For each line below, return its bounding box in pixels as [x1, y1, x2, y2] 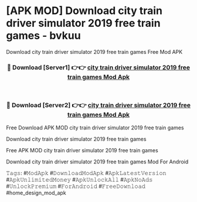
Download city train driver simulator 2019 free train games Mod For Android [6, 158, 189, 165]
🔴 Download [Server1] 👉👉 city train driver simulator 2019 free [6, 63, 191, 71]
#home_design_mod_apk [6, 189, 66, 196]
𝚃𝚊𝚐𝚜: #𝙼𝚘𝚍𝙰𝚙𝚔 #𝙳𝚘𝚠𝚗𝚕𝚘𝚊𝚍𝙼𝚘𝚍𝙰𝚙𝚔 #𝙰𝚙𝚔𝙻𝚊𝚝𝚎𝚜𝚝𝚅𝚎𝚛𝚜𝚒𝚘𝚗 [6, 169, 167, 176]
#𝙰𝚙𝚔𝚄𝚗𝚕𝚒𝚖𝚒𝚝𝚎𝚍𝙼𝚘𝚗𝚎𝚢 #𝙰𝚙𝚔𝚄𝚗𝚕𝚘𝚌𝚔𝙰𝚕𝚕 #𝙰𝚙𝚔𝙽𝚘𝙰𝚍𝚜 [6, 176, 153, 183]
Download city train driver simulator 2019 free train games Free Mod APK [6, 48, 183, 55]
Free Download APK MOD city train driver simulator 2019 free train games [6, 124, 184, 131]
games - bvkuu [6, 29, 81, 42]
